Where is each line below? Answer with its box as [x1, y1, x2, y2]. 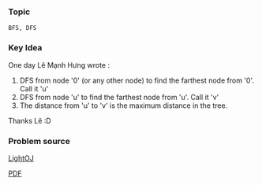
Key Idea [8, 43, 43, 54]
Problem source [8, 135, 71, 146]
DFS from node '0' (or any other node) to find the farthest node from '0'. [19, 76, 255, 85]
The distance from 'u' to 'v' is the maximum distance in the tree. [19, 101, 228, 110]
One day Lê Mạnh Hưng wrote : [8, 60, 110, 69]
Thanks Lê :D [8, 116, 51, 125]
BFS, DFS [8, 24, 37, 32]
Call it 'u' [19, 83, 49, 93]
